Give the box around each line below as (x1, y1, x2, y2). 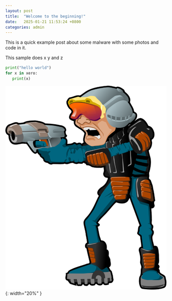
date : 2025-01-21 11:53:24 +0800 (5, 19, 81, 24)
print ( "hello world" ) (5, 65, 52, 70)
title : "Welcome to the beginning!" (5, 13, 86, 19)
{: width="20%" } (5, 290, 42, 296)
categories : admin (5, 25, 45, 30)
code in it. (5, 45, 27, 51)
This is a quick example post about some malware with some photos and (5, 39, 159, 46)
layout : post (5, 8, 33, 13)
